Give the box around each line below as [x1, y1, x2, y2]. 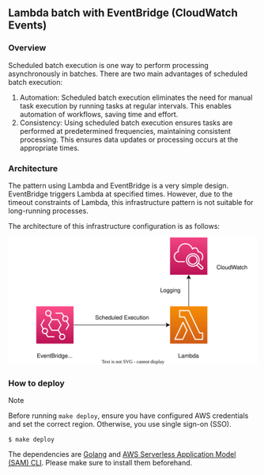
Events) [8, 19, 47, 32]
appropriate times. [19, 142, 80, 153]
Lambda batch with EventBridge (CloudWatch [8, 6, 239, 20]
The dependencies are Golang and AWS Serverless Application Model [8, 450, 236, 459]
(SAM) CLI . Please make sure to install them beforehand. [8, 458, 193, 468]
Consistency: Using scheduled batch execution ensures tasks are [19, 118, 233, 127]
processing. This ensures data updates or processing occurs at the [19, 135, 239, 144]
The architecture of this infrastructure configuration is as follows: [8, 221, 220, 230]
